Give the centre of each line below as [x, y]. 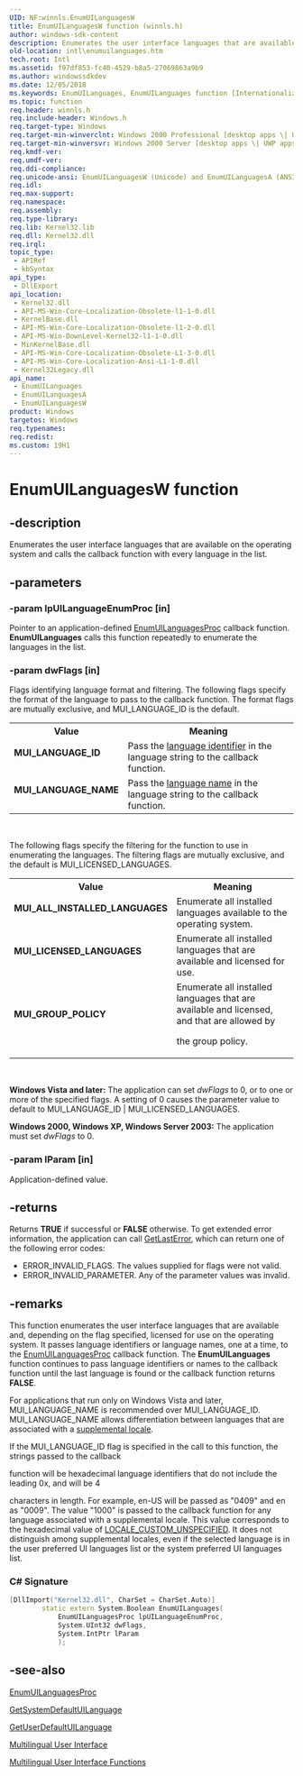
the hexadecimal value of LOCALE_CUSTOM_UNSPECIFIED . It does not [141, 1530]
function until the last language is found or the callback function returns [142, 1373]
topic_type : [32, 252]
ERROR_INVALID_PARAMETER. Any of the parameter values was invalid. [156, 1276]
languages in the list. [48, 646]
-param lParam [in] [51, 1159]
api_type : [28, 278]
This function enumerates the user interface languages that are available [144, 1325]
